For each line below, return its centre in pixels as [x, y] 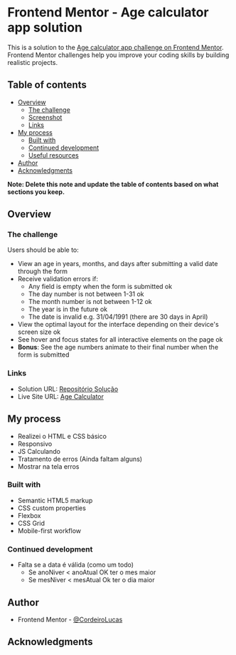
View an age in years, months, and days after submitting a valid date [118, 264]
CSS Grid [31, 523]
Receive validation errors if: [58, 279]
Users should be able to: [43, 250]
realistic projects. [33, 62]
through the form [43, 271]
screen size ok [39, 332]
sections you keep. [36, 192]
